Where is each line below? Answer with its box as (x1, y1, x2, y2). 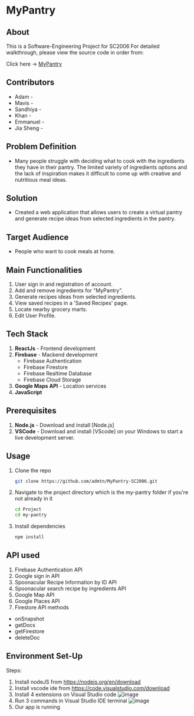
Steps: (6, 666, 22, 674)
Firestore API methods (14, 603, 69, 611)
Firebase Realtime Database (23, 370, 92, 377)
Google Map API (14, 591, 55, 598)
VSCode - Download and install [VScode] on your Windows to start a (14, 427, 183, 434)
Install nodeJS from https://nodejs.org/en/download (14, 678, 141, 685)
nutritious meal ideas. (14, 176, 67, 183)
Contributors (6, 77, 55, 87)
